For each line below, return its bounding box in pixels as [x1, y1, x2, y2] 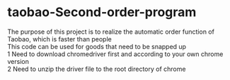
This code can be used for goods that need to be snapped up [7, 42, 186, 51]
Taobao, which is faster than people [7, 34, 112, 43]
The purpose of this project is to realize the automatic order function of [7, 27, 214, 36]
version [7, 57, 30, 65]
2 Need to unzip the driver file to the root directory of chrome [7, 65, 186, 73]
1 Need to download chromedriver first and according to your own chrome [7, 50, 224, 58]
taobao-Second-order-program [7, 4, 197, 20]
